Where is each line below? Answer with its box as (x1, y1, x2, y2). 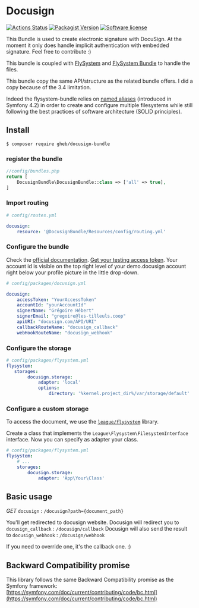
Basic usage (6, 492, 52, 502)
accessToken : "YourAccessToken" (17, 296, 97, 303)
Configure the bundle (6, 243, 70, 251)
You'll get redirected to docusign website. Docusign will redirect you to (6, 519, 179, 526)
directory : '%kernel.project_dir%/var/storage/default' (48, 391, 190, 397)
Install (6, 125, 30, 135)
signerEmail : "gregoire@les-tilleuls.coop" (17, 314, 127, 319)
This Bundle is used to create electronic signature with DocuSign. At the (6, 35, 182, 42)
